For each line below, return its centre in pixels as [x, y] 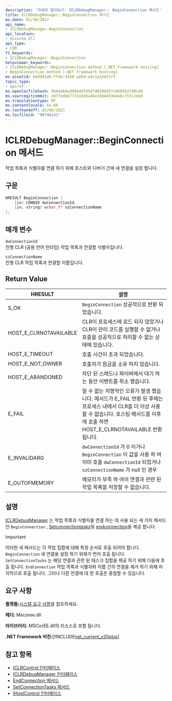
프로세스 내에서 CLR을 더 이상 [116, 406]
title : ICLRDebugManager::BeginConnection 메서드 [58, 15]
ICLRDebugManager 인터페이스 [45, 674]
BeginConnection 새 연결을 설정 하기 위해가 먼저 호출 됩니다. [65, 554]
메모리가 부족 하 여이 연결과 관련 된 [122, 479]
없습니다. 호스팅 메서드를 [122, 414]
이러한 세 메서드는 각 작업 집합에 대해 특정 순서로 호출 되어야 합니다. [73, 547]
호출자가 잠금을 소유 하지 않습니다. [121, 364]
